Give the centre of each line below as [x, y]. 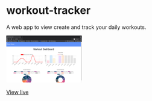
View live [17, 92]
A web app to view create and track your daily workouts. [76, 27]
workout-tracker [49, 11]
